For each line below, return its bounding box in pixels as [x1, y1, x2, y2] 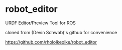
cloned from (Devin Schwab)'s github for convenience [5, 29, 117, 35]
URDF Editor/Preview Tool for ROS [5, 20, 76, 26]
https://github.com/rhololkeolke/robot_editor [5, 39, 97, 45]
